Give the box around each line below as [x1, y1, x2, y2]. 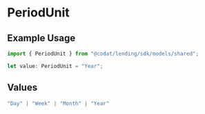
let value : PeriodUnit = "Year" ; [7, 62, 104, 69]
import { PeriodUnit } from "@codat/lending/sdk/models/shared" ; [7, 50, 199, 57]
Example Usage [7, 32, 76, 44]
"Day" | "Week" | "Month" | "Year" [7, 100, 110, 107]
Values [7, 82, 38, 93]
